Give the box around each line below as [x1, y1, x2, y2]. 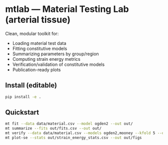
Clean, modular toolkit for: [5, 30, 59, 36]
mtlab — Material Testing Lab [5, 3, 129, 15]
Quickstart [5, 108, 39, 117]
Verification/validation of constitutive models [12, 61, 105, 67]
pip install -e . [5, 94, 41, 99]
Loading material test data [12, 40, 66, 46]
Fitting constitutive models [12, 45, 67, 51]
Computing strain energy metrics [12, 56, 81, 62]
